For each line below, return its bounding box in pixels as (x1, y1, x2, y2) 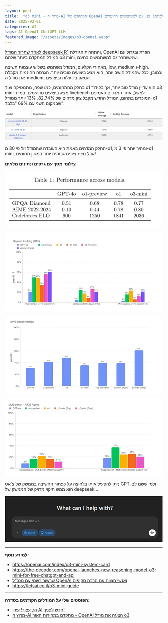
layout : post (5, 8, 32, 13)
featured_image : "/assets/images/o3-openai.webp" (5, 35, 111, 40)
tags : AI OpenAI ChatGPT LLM (5, 29, 66, 35)
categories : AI (5, 24, 37, 29)
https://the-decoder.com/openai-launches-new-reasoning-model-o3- (12, 567, 157, 573)
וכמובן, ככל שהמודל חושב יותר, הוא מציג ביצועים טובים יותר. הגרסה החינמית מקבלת (5, 69, 163, 75)
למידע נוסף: (5, 552, 29, 558)
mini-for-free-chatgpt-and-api (12, 572, 75, 578)
